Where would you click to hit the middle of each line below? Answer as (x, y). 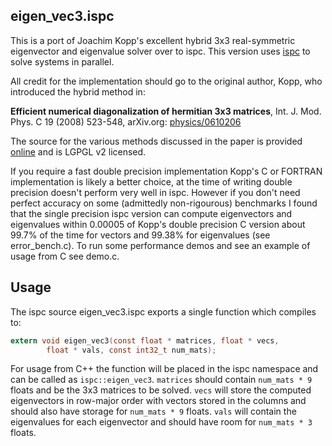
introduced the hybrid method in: (78, 91)
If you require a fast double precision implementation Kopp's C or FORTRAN (166, 171)
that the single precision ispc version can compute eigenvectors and (151, 213)
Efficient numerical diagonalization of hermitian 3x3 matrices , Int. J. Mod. (166, 111)
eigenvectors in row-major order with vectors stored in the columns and (158, 401)
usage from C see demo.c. (65, 256)
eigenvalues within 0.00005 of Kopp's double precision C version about (158, 224)
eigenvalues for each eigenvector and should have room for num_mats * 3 (161, 422)
